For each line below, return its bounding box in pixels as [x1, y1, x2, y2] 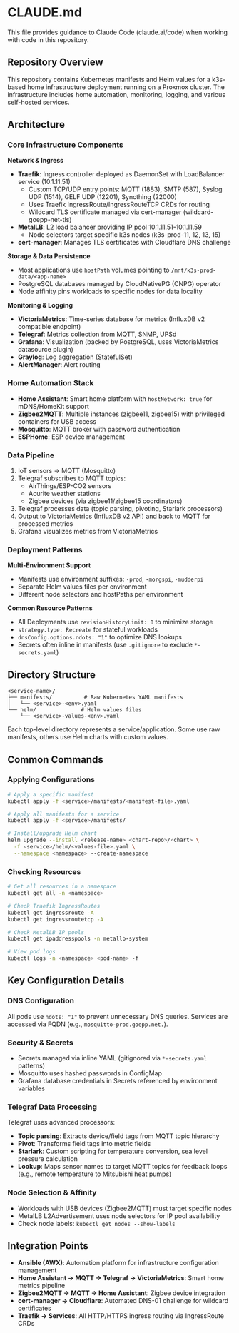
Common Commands [7, 754, 103, 766]
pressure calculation [17, 1155, 78, 1163]
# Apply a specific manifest [7, 791, 94, 798]
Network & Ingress [7, 156, 64, 165]
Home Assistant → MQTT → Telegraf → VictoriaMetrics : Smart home [17, 1274, 225, 1282]
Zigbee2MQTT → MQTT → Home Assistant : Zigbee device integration [17, 1289, 226, 1297]
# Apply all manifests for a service [7, 811, 120, 818]
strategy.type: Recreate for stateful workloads [17, 625, 158, 634]
